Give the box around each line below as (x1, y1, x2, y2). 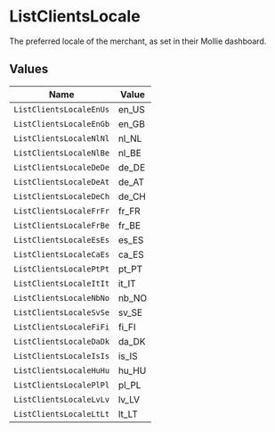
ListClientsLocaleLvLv (13, 395, 109, 404)
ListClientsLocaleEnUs (13, 104, 109, 114)
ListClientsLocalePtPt (13, 263, 109, 274)
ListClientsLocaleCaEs (13, 249, 109, 260)
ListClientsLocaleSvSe (13, 307, 109, 318)
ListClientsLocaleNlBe (13, 147, 109, 158)
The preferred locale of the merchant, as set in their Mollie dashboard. (9, 36, 267, 46)
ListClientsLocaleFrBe (13, 220, 109, 230)
